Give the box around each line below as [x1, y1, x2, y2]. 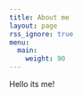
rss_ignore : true [9, 29, 74, 38]
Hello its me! [9, 79, 55, 89]
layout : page [9, 21, 58, 30]
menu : [9, 37, 29, 47]
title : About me [9, 12, 70, 22]
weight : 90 [25, 54, 66, 63]
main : [17, 46, 38, 55]
